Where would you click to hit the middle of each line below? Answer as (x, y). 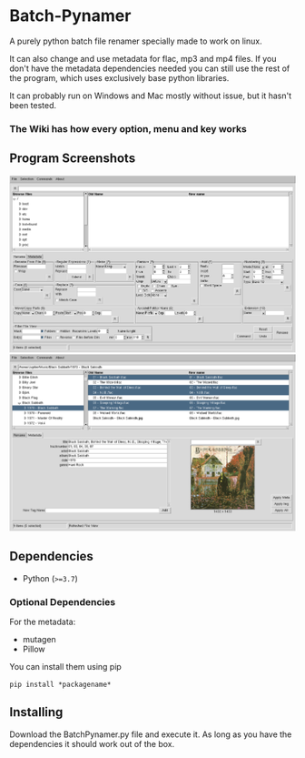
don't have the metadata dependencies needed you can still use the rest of (150, 68)
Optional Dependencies (63, 601)
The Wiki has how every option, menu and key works (128, 128)
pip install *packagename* (60, 684)
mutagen (39, 639)
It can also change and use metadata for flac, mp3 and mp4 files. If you (143, 58)
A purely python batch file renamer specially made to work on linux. (136, 41)
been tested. (33, 105)
